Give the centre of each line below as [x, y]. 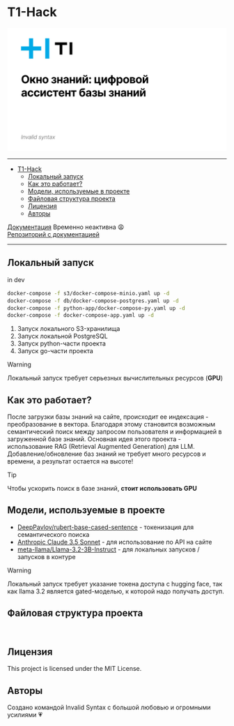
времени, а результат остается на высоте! [70, 461]
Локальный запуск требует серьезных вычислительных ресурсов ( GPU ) [115, 378]
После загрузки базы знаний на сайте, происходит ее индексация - [108, 417]
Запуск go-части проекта [55, 351]
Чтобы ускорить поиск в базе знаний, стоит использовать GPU [102, 489]
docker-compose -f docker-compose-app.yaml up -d [81, 316]
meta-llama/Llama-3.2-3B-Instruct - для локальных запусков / [108, 549]
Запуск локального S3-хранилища [69, 329]
